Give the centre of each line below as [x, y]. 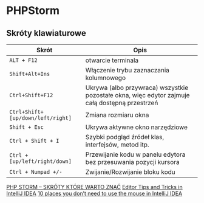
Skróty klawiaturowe [46, 33]
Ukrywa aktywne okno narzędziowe [137, 127]
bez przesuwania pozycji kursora [133, 162]
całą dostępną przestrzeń [122, 103]
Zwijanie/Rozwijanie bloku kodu [131, 172]
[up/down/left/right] [40, 118]
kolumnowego [106, 78]
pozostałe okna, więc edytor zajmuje [138, 95]
